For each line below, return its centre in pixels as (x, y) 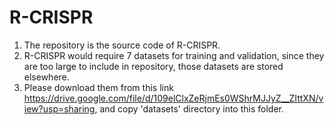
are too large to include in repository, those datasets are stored (153, 66)
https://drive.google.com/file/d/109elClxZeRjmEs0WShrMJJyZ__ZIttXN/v (173, 98)
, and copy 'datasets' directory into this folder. (189, 108)
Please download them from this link (98, 87)
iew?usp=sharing (59, 108)
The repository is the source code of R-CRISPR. (122, 45)
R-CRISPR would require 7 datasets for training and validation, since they (174, 55)
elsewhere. (46, 77)
